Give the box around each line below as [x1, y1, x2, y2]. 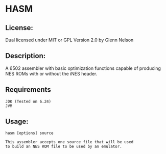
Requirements [5, 85, 51, 94]
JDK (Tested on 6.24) [5, 99, 52, 104]
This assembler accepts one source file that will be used [5, 140, 134, 145]
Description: [5, 52, 46, 60]
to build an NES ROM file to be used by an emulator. [5, 144, 123, 149]
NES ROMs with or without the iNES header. [5, 70, 98, 76]
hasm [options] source [5, 131, 54, 136]
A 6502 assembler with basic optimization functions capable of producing [5, 65, 161, 71]
